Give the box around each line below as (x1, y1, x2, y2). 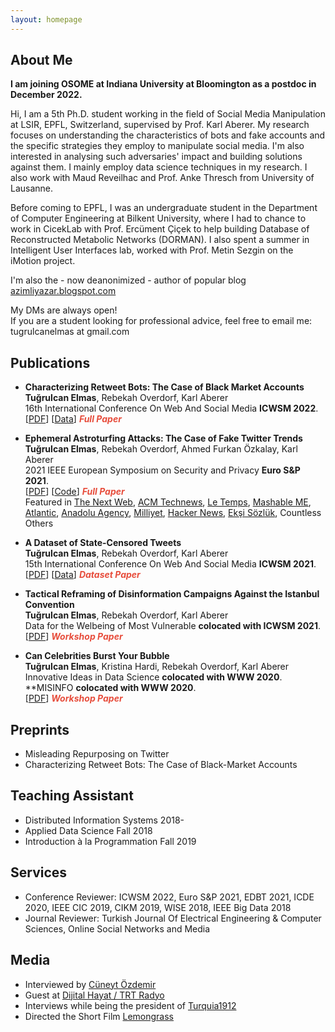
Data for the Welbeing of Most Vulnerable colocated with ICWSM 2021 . (24, 620, 321, 632)
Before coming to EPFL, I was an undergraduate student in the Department (10, 202, 318, 214)
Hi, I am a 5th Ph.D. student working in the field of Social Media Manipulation (10, 108, 327, 120)
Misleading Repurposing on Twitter (24, 748, 170, 760)
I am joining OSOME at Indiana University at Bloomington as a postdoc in (10, 78, 317, 90)
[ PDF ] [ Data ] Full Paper (24, 413, 122, 425)
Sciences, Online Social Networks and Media (24, 922, 211, 935)
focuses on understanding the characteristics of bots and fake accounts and (10, 129, 326, 141)
